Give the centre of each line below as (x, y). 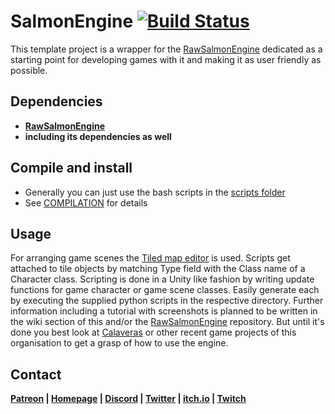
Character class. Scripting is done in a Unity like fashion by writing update (162, 279)
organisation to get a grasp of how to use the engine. (119, 343)
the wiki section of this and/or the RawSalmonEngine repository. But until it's (167, 322)
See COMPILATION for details (86, 202)
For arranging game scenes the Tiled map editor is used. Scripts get (150, 258)
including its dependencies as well (98, 136)
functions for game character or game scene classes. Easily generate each (165, 290)
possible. (29, 70)
